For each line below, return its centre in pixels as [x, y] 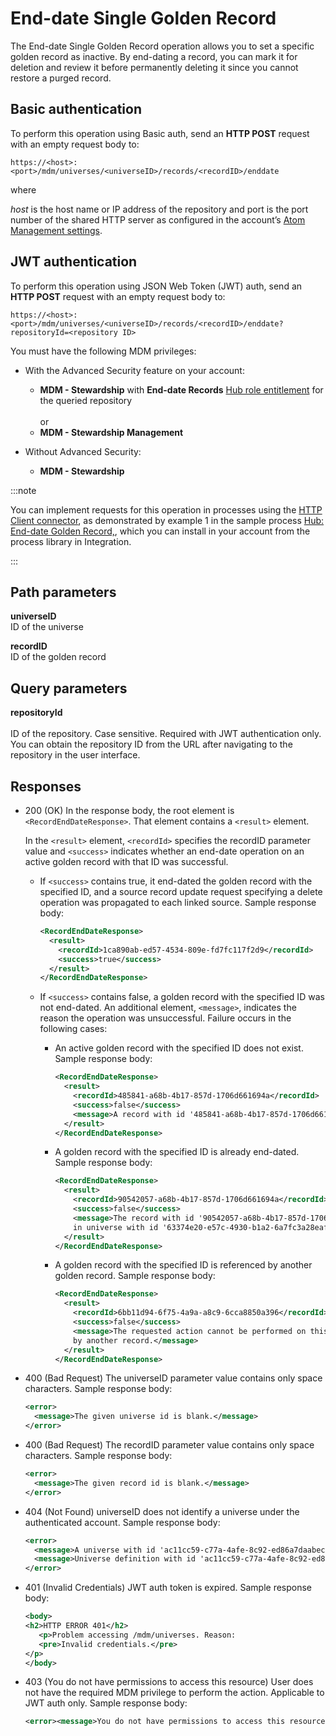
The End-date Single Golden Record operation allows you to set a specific [162, 46]
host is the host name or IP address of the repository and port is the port [159, 209]
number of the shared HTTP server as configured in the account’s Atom [158, 219]
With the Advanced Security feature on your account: [134, 370]
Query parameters [69, 688]
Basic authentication [76, 109]
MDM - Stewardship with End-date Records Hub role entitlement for [181, 389]
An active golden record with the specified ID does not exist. [179, 1048]
